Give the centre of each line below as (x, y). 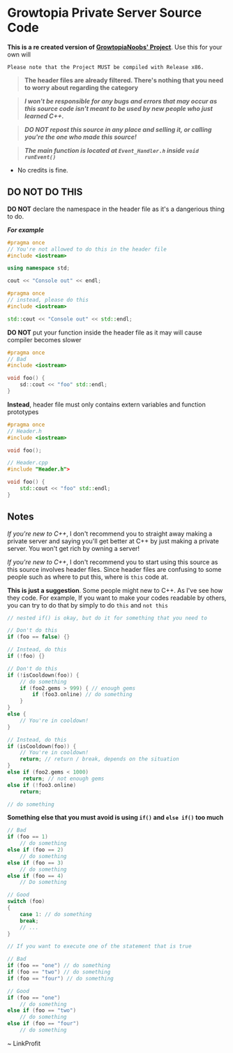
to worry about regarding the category (81, 87)
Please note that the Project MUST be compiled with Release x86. (106, 67)
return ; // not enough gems (63, 779)
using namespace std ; (39, 268)
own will (19, 54)
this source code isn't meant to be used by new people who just (118, 108)
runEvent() (40, 157)
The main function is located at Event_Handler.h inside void (111, 150)
